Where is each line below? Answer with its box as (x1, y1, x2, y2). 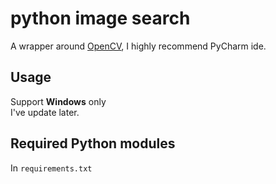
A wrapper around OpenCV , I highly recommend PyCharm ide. (10, 40, 267, 52)
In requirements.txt (10, 162, 93, 174)
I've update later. (10, 106, 80, 118)
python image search (10, 7, 191, 30)
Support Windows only (10, 95, 107, 107)
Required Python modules (10, 135, 176, 152)
